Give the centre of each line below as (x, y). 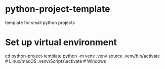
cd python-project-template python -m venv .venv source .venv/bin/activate (82, 56)
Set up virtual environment (61, 42)
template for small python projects (40, 23)
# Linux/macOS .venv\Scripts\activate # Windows (56, 61)
